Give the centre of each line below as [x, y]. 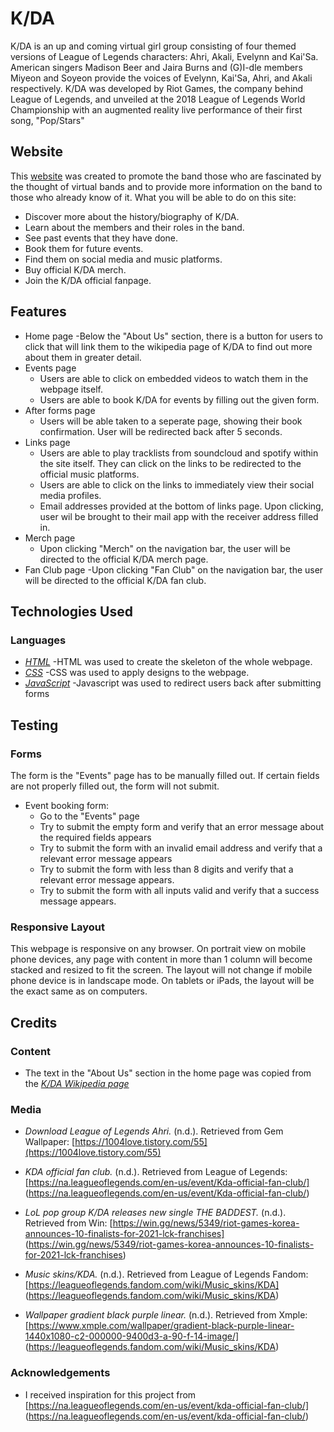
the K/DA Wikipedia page [77, 1083]
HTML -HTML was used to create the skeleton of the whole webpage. [168, 662]
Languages [38, 640]
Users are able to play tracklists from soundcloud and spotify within [179, 453]
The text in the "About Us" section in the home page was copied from [168, 1073]
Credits [34, 1022]
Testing [34, 725]
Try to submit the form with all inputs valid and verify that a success [179, 890]
